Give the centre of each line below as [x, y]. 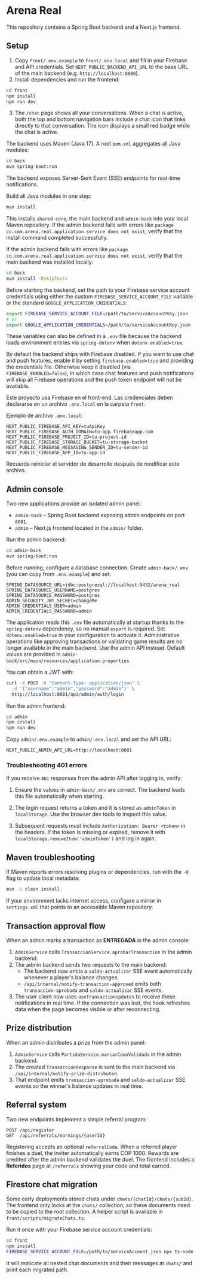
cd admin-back [24, 551]
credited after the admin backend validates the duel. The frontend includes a [100, 1159]
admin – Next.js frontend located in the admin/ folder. [79, 528]
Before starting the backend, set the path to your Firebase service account [98, 290]
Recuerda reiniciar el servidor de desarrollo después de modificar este [93, 464]
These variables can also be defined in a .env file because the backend [94, 336]
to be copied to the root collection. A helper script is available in [84, 1212]
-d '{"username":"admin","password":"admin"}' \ [73, 689]
